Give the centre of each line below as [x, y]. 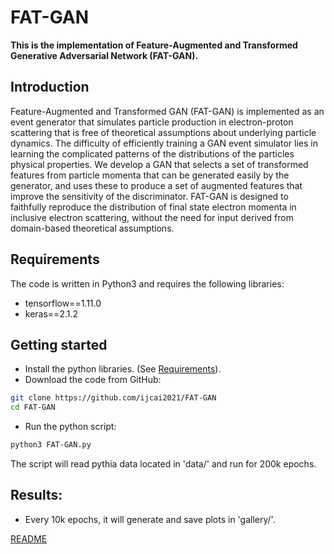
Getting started [59, 344]
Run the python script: [70, 427]
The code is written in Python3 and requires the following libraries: [147, 283]
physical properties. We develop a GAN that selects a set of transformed [159, 164]
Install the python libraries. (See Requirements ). [123, 369]
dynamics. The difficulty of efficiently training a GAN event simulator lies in [164, 143]
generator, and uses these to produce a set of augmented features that [156, 185]
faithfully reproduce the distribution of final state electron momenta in [153, 207]
